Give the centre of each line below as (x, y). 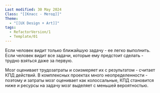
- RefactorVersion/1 (30, 32)
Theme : (12, 18)
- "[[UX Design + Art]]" (34, 23)
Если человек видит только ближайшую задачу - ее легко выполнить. (78, 50)
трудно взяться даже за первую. (39, 61)
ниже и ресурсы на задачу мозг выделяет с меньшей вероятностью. (77, 85)
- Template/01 (24, 37)
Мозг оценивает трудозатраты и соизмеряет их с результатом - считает (80, 70)
